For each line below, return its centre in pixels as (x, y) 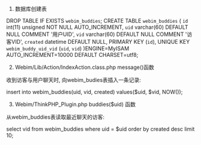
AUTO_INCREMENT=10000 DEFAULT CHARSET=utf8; (72, 55)
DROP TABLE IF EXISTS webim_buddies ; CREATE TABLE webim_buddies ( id (97, 21)
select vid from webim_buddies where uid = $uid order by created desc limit (100, 129)
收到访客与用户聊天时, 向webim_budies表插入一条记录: (73, 80)
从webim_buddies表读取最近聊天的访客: (55, 117)
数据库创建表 (31, 9)
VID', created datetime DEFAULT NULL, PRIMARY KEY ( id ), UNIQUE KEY (100, 42)
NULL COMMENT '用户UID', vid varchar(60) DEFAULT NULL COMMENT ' (97, 34)
